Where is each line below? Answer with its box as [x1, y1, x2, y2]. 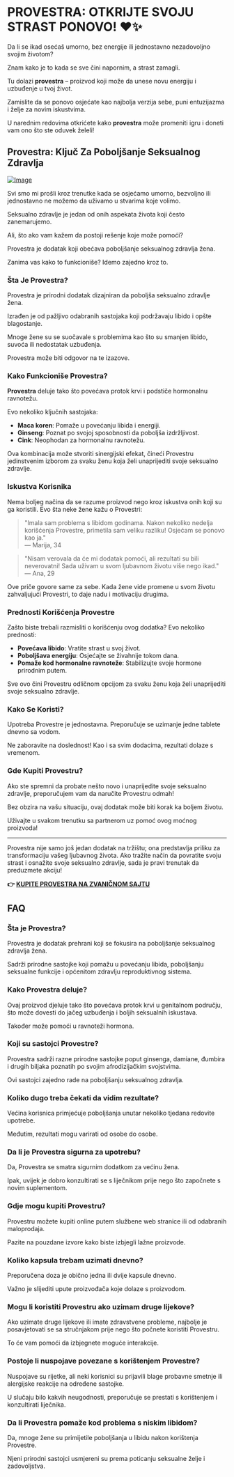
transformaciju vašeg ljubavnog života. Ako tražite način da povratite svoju [7, 851, 221, 859]
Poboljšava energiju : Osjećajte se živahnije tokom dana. [17, 651, 180, 659]
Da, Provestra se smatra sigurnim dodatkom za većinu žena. [7, 1163, 180, 1171]
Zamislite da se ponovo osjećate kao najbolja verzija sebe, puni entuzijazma [7, 97, 225, 106]
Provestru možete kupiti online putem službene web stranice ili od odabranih [7, 1217, 227, 1226]
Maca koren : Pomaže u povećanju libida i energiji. [17, 421, 161, 430]
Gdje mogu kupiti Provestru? [7, 1201, 106, 1211]
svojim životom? [7, 49, 54, 58]
